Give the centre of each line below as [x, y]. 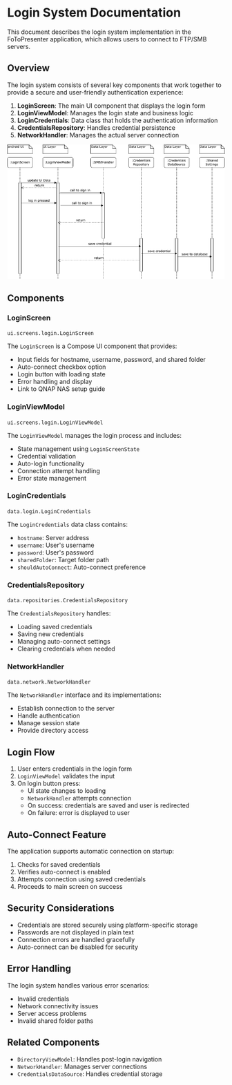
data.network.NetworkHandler [49, 682]
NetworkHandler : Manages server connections [82, 1066]
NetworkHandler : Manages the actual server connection [98, 135]
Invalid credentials [43, 999]
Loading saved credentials [55, 627]
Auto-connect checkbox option [61, 367]
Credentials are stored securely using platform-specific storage [107, 925]
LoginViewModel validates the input [66, 776]
